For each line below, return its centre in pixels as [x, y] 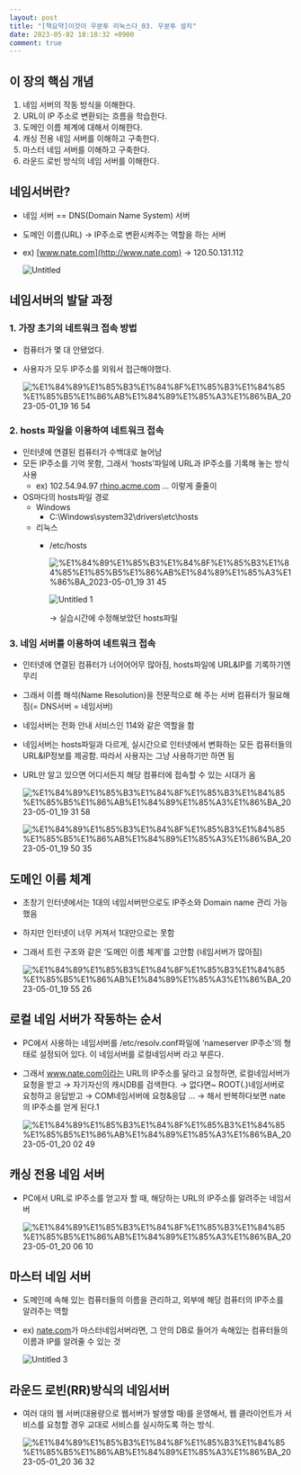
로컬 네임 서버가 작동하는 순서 [86, 1019]
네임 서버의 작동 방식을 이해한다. [79, 105]
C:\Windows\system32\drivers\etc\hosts [124, 516]
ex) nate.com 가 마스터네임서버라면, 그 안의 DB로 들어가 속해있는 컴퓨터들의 [155, 1330]
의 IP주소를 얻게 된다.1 [61, 1106]
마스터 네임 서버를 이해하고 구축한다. [86, 150]
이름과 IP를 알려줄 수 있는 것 [71, 1342]
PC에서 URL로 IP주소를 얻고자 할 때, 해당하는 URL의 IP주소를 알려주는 [145, 1198]
